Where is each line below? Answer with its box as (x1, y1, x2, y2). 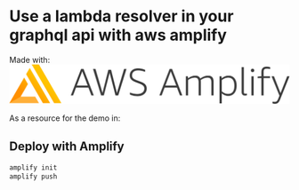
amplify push (9, 172, 58, 181)
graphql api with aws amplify (9, 25, 227, 45)
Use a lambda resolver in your (9, 6, 234, 27)
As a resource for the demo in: (9, 113, 121, 123)
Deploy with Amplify (9, 139, 125, 154)
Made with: (9, 54, 51, 65)
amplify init (9, 163, 58, 172)
